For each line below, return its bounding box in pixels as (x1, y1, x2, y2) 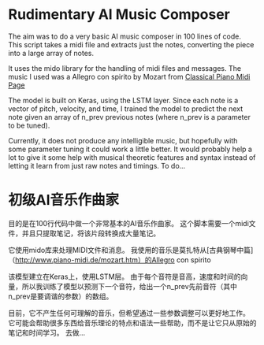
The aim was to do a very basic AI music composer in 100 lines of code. (8, 32, 242, 41)
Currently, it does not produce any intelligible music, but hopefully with (8, 135, 238, 145)
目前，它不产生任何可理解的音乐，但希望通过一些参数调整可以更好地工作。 (8, 308, 250, 317)
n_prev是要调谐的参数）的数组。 (8, 291, 113, 301)
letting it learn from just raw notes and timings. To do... (8, 161, 186, 170)
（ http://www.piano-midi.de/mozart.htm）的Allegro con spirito (8, 254, 211, 265)
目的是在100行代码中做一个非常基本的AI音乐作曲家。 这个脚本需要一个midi (8, 218, 250, 228)
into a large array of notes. (8, 48, 95, 57)
